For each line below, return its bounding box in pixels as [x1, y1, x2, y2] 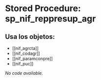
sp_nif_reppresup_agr [5, 13, 96, 24]
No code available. [5, 70, 43, 76]
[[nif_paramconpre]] [12, 56, 53, 61]
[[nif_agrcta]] [12, 46, 39, 51]
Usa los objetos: [5, 32, 55, 41]
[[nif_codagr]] [12, 50, 40, 56]
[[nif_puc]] [12, 61, 34, 66]
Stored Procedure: [5, 3, 81, 14]
